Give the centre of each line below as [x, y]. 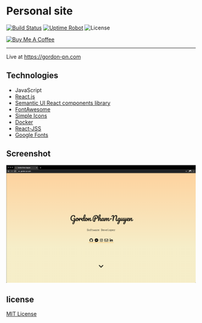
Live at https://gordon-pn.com [44, 57]
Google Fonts [32, 135]
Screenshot [29, 154]
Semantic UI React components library [63, 103]
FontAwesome [33, 109]
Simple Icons [31, 115]
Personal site [40, 11]
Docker [24, 122]
